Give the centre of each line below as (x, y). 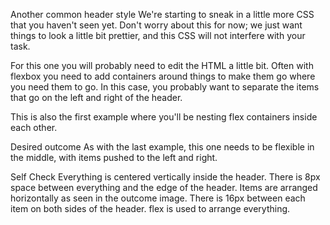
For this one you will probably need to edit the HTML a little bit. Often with (162, 65)
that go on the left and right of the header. (96, 97)
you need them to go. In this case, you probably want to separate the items (165, 87)
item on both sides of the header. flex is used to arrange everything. (150, 208)
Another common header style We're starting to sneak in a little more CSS (162, 14)
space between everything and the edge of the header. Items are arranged (164, 187)
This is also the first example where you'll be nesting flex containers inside (164, 117)
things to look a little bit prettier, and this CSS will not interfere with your (158, 35)
